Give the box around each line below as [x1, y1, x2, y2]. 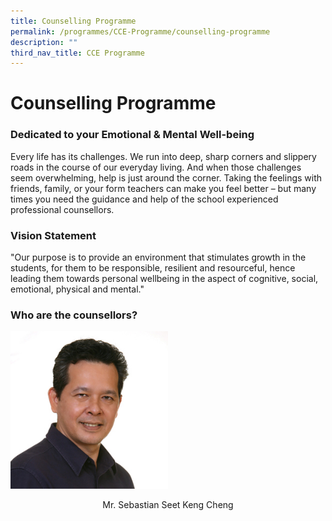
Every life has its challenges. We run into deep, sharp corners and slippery [10, 150, 317, 162]
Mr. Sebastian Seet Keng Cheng [102, 499, 234, 511]
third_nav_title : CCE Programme [10, 48, 145, 58]
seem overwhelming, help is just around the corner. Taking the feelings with [10, 171, 323, 184]
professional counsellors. [10, 203, 115, 215]
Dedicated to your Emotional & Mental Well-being [10, 128, 255, 142]
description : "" [10, 37, 78, 47]
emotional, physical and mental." [10, 283, 145, 295]
